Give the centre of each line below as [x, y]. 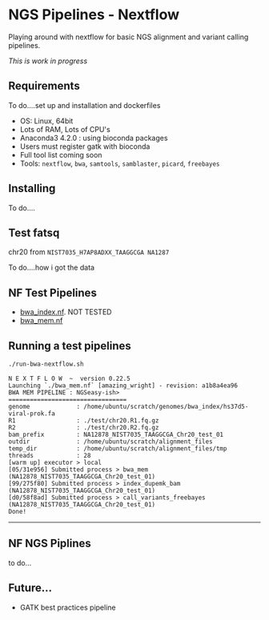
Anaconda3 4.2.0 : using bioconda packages [94, 138]
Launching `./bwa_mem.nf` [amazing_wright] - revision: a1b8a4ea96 [123, 386]
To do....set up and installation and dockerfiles [84, 105]
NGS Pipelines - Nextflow [94, 15]
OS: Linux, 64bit [46, 121]
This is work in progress [48, 61]
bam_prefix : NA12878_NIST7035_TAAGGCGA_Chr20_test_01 [116, 434]
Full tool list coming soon [61, 154]
